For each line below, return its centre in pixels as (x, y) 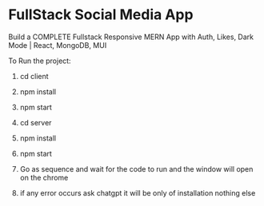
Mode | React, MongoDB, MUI (58, 45)
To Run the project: (40, 61)
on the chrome (44, 177)
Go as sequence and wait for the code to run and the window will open (136, 168)
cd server (36, 122)
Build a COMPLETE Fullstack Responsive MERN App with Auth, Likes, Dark (131, 37)
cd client (34, 76)
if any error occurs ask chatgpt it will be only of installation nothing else (138, 192)
